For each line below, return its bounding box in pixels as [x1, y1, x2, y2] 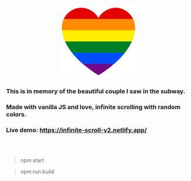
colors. [6, 110, 27, 118]
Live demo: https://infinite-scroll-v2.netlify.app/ [6, 126, 148, 134]
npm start [20, 157, 44, 164]
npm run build [20, 168, 54, 175]
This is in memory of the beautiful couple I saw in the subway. [6, 87, 186, 95]
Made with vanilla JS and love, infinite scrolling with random [6, 103, 180, 111]
